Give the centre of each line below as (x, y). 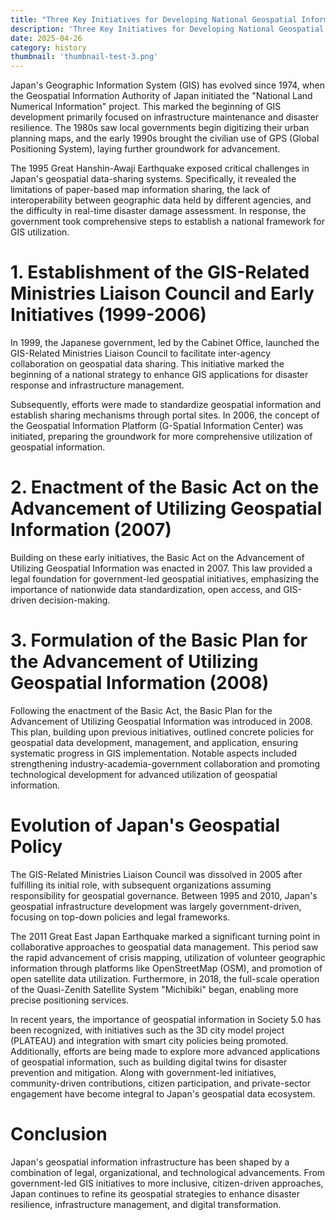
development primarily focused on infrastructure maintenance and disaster (164, 117)
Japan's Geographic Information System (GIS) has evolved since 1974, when (168, 85)
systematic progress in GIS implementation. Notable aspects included (154, 753)
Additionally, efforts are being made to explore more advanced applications (165, 1051)
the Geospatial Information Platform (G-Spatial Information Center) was (157, 426)
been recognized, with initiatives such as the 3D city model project (147, 1030)
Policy (36, 847)
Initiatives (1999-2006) (108, 315)
